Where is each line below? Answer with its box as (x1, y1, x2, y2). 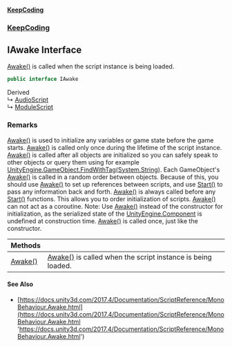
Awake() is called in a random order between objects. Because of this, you (7, 173, 219, 181)
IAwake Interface (7, 44, 82, 55)
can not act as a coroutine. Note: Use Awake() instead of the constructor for (7, 202, 223, 210)
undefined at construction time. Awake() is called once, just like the (7, 216, 198, 225)
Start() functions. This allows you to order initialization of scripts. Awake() (7, 194, 216, 203)
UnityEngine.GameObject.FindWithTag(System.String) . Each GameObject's (7, 165, 220, 173)
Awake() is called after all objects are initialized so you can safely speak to (7, 151, 219, 159)
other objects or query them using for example (7, 158, 140, 166)
